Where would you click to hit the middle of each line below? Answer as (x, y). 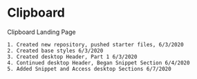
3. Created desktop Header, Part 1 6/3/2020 (72, 57)
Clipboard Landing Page (41, 32)
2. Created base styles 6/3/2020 (55, 51)
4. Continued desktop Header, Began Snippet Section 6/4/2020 (98, 63)
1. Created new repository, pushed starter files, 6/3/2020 (96, 44)
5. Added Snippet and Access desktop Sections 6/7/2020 (89, 69)
